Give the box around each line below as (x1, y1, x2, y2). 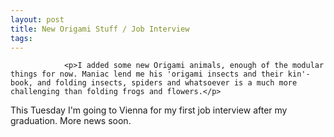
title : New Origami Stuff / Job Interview (10, 24, 190, 34)
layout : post (10, 14, 65, 25)
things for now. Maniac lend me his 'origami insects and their (10, 69, 284, 80)
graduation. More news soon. (10, 115, 132, 127)
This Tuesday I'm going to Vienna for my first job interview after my (10, 104, 288, 116)
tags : (10, 33, 33, 43)
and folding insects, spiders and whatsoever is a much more (36, 78, 298, 88)
